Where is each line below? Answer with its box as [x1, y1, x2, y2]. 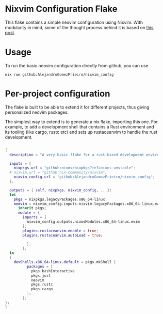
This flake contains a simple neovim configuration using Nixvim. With [5, 19, 143, 25]
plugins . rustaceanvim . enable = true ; [22, 228, 98, 233]
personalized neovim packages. [5, 109, 69, 115]
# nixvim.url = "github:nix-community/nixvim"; [9, 170, 108, 175]
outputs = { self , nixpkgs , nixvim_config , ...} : [9, 188, 112, 192]
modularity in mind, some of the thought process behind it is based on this [5, 24, 154, 30]
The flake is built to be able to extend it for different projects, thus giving [5, 104, 149, 110]
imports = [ [22, 215, 47, 220]
